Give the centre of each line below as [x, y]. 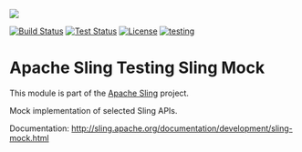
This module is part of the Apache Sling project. [99, 93]
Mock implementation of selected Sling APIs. [94, 110]
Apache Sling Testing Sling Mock [137, 68]
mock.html [29, 137]
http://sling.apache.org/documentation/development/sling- [182, 128]
